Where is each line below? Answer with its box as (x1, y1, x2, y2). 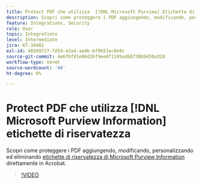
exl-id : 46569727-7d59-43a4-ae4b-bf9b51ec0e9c (6, 48, 125, 54)
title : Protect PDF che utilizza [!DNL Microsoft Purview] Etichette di (6, 8, 195, 15)
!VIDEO (20, 171, 39, 179)
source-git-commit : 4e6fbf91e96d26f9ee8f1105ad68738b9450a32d (6, 54, 165, 60)
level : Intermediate (6, 37, 58, 43)
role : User (6, 25, 34, 32)
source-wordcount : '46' (6, 64, 66, 71)
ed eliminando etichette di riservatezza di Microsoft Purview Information (6, 153, 185, 161)
